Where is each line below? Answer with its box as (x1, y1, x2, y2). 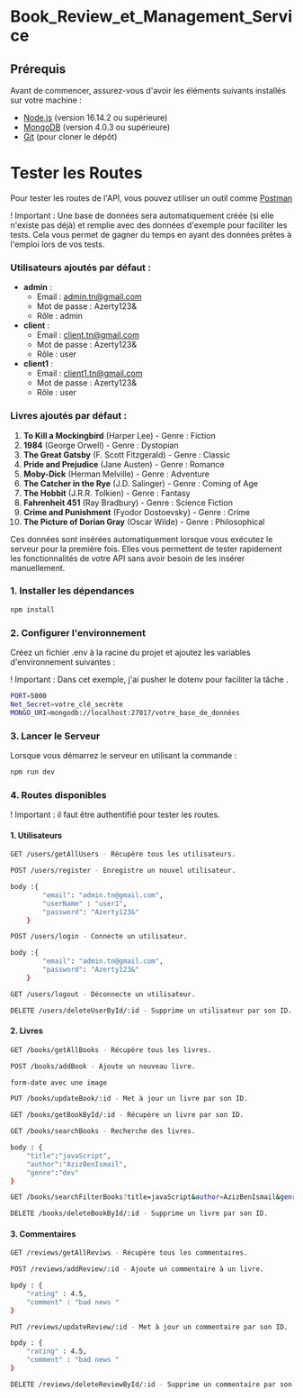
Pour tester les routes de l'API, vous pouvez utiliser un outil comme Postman (10, 192, 293, 204)
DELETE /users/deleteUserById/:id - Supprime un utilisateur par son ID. (10, 1006, 293, 1015)
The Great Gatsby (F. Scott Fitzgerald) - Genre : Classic (22, 449, 230, 460)
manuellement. (10, 562, 66, 573)
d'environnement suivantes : (10, 657, 116, 667)
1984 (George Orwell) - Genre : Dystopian (22, 440, 179, 450)
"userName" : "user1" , (42, 899, 128, 908)
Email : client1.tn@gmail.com (36, 368, 143, 379)
